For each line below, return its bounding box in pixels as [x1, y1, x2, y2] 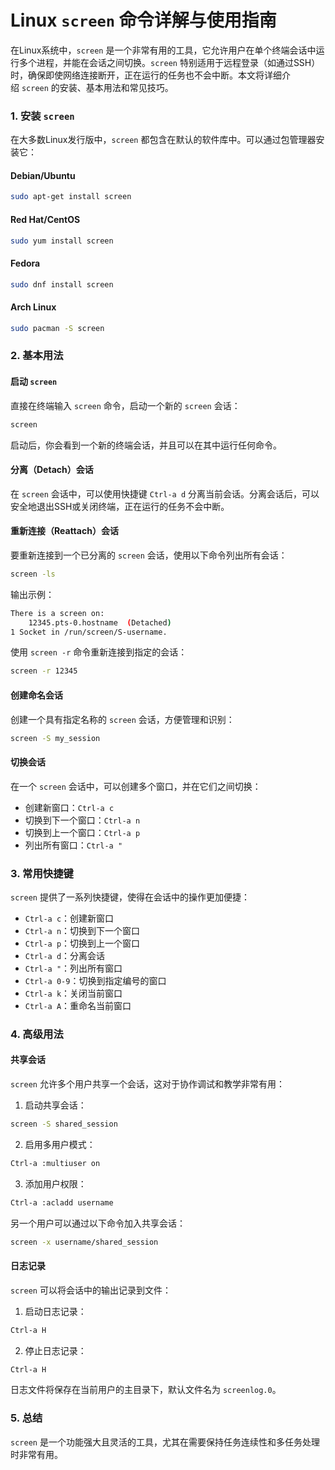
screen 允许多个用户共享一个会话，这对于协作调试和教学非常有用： [10, 1078, 285, 1090]
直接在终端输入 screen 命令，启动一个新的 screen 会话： [10, 399, 241, 411]
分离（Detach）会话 [10, 464, 94, 476]
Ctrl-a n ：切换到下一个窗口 [24, 924, 141, 936]
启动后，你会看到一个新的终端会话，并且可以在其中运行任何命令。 [10, 439, 282, 451]
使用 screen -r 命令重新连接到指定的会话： [10, 646, 188, 658]
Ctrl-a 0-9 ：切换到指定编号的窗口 [24, 974, 167, 986]
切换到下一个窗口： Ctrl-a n [24, 814, 141, 826]
